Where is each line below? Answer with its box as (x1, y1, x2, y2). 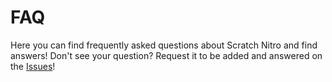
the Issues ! (10, 60, 56, 72)
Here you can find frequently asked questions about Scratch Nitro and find (10, 39, 318, 51)
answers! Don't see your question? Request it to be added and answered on (10, 49, 323, 61)
